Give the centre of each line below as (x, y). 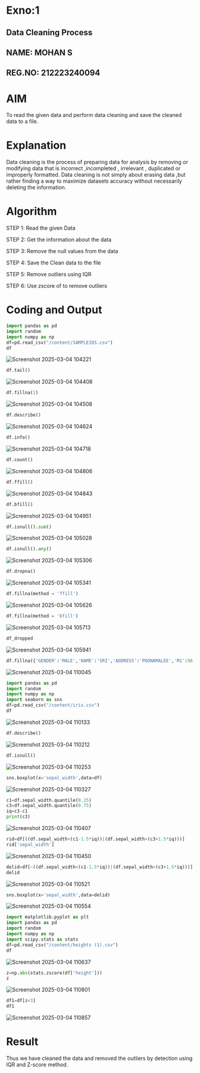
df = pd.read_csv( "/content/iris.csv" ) (53, 705)
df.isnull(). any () (29, 549)
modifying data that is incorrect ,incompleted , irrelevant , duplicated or (93, 168)
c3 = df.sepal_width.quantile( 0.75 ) (49, 806)
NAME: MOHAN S (39, 52)
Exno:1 (23, 10)
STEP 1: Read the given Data (41, 228)
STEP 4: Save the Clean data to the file (54, 263)
